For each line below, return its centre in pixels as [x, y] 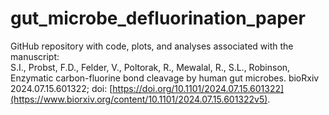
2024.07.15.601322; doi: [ [61, 88]
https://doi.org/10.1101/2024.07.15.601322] [198, 88]
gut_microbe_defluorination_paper [158, 18]
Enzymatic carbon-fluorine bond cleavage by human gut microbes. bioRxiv [165, 78]
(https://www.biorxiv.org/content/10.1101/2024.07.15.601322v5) [139, 99]
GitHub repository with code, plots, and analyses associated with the [152, 46]
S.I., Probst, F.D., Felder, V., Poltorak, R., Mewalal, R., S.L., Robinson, [150, 67]
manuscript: [35, 56]
